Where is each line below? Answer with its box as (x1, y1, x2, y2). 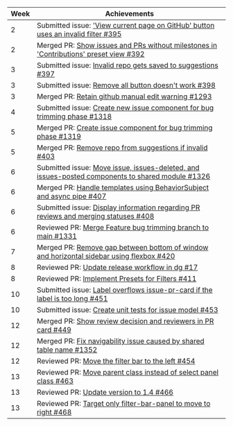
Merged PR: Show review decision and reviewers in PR (37, 316, 214, 325)
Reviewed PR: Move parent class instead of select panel (37, 368, 219, 377)
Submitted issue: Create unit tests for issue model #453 (37, 305, 218, 314)
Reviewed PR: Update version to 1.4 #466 (37, 388, 173, 397)
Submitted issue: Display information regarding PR (37, 203, 200, 212)
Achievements (105, 9, 155, 18)
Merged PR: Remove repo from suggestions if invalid (37, 143, 208, 152)
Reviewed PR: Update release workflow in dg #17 (37, 263, 198, 272)
